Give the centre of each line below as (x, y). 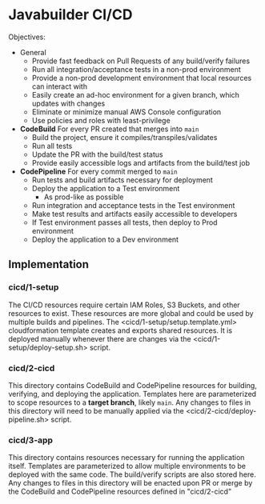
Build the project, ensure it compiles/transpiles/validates (124, 137)
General (33, 52)
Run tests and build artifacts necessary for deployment (122, 180)
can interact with (60, 86)
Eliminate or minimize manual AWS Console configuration (126, 112)
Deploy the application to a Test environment (106, 188)
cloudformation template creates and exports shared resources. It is (120, 330)
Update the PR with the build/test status (97, 154)
